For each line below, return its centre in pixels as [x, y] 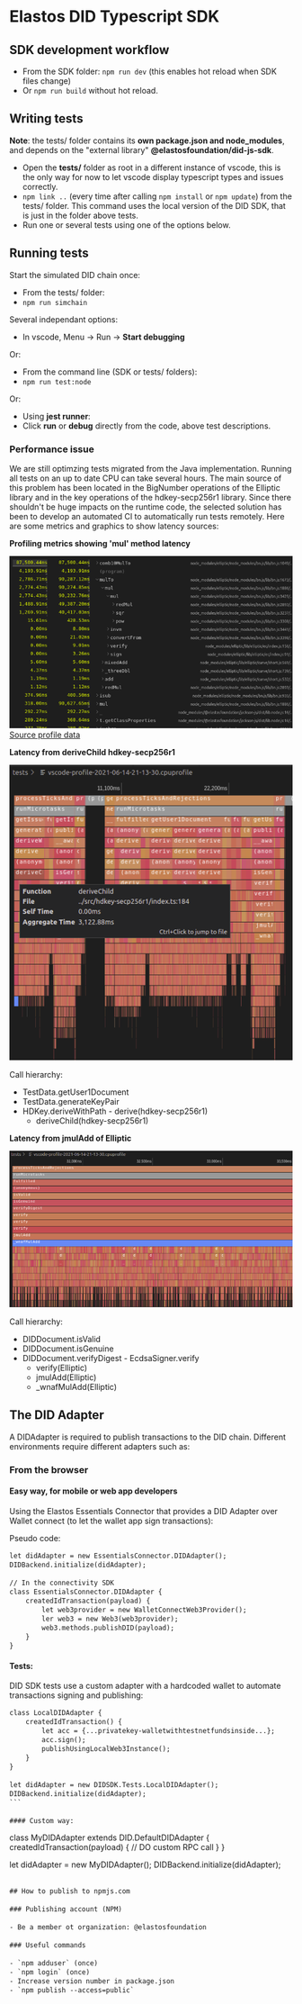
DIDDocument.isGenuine [68, 1349]
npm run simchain [55, 302]
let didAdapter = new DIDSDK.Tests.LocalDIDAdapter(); [114, 1785]
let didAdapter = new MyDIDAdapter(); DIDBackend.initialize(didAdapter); [145, 1864]
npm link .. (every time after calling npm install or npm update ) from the [157, 196]
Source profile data [45, 735]
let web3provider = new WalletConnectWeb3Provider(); [144, 1610]
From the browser [49, 1469]
